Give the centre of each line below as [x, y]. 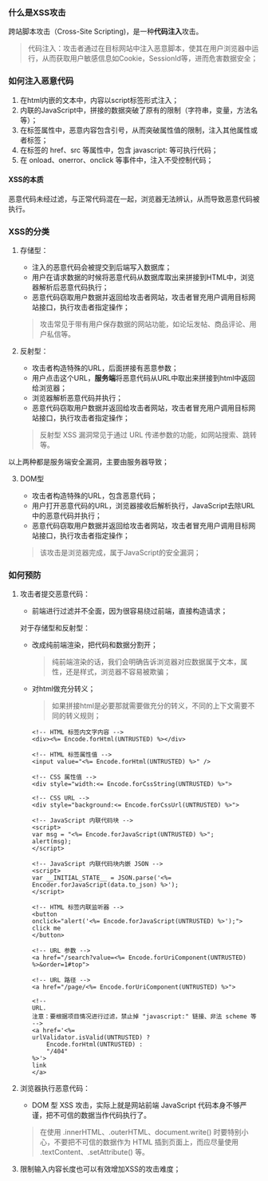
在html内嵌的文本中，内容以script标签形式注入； [99, 100]
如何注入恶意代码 [41, 81]
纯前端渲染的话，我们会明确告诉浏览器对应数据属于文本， [146, 662]
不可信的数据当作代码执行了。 [102, 1116]
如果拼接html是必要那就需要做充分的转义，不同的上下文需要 [150, 706]
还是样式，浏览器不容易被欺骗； [118, 672]
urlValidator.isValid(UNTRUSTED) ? [91, 1038]
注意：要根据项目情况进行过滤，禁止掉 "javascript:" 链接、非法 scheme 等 [144, 1017]
